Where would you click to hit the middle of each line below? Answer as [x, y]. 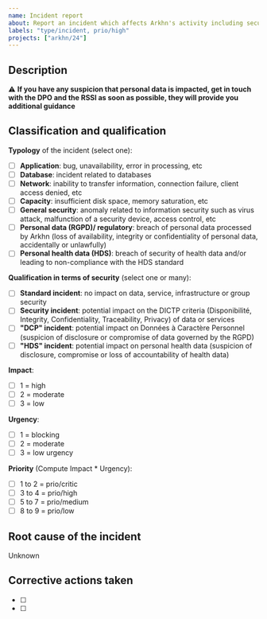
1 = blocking [39, 434]
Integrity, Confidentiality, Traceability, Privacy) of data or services [127, 320]
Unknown [24, 555]
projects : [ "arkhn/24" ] [48, 38]
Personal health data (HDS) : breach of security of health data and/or [133, 253]
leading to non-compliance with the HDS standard [102, 263]
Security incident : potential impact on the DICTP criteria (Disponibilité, [135, 310]
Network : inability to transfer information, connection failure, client [129, 183]
